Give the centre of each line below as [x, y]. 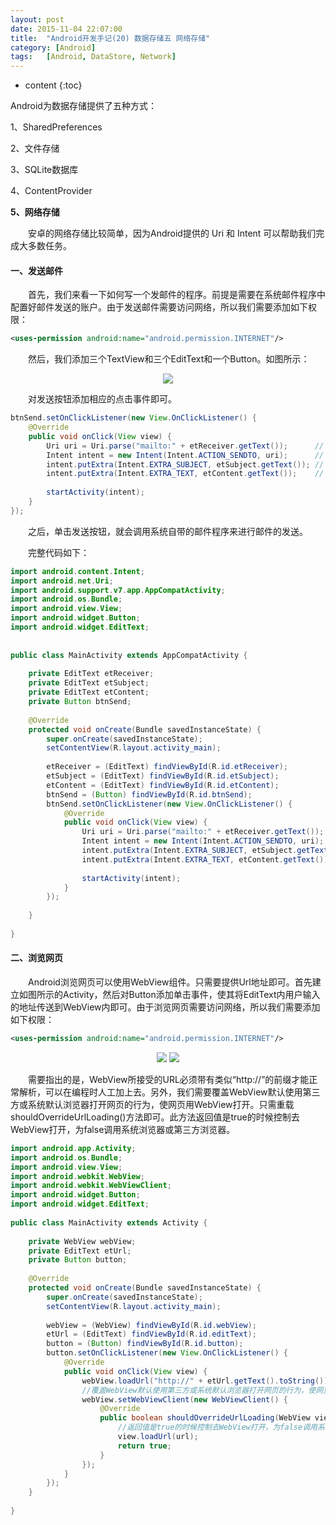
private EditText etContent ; [89, 692]
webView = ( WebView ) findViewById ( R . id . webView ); [151, 1325]
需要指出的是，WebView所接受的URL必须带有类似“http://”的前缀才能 [168, 1079]
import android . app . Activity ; [73, 1148]
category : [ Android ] [53, 47]
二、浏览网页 [36, 958]
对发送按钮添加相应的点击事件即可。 [102, 399]
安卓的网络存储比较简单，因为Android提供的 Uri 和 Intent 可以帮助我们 [172, 233]
